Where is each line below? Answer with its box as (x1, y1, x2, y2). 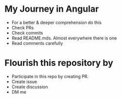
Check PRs (11, 24, 34, 30)
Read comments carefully (11, 40, 63, 46)
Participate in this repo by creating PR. (11, 73, 88, 79)
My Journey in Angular (4, 3, 99, 15)
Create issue (11, 79, 37, 84)
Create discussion (11, 84, 48, 90)
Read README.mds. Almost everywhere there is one (11, 35, 117, 41)
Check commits (11, 30, 43, 36)
